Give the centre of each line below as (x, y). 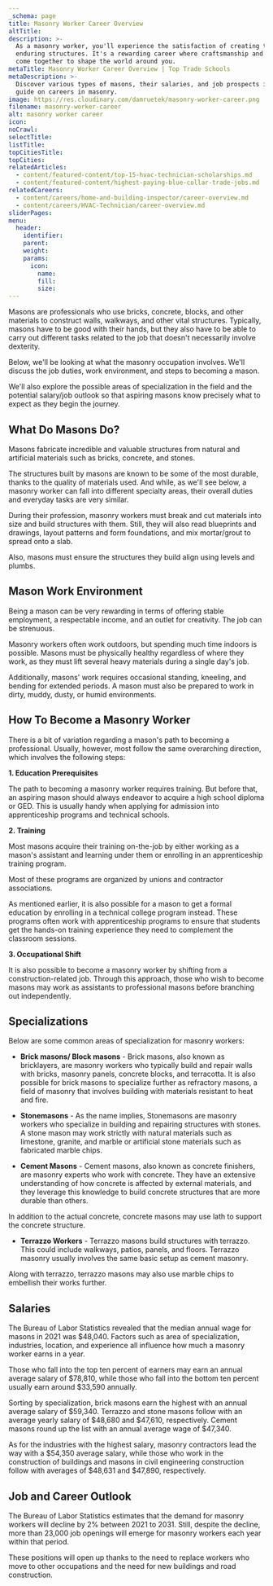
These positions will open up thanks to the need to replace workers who (129, 1557)
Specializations (48, 1021)
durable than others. (54, 1201)
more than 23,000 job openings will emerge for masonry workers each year (135, 1533)
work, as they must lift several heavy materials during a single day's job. (129, 661)
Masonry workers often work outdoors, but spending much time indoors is (133, 644)
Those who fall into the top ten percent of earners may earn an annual (126, 1370)
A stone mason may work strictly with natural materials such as (126, 1133)
